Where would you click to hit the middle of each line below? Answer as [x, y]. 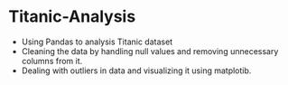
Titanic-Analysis [72, 17]
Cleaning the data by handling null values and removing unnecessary [150, 51]
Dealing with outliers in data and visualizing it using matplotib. [136, 71]
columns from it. [52, 61]
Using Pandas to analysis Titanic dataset [97, 42]
